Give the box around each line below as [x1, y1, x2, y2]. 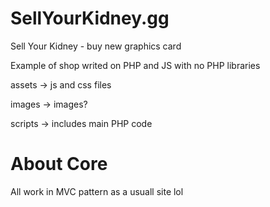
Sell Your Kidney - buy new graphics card [10, 40, 182, 52]
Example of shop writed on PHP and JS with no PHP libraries [10, 59, 261, 71]
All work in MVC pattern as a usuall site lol [10, 185, 184, 197]
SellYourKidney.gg [10, 7, 170, 30]
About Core [10, 153, 108, 176]
